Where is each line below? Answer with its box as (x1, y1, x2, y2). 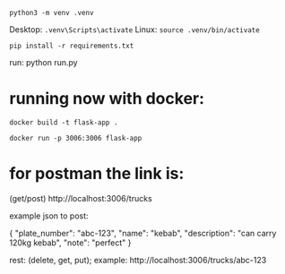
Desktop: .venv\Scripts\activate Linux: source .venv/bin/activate (9, 24, 260, 35)
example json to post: (9, 210, 89, 221)
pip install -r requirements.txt (9, 41, 134, 50)
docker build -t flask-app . (9, 117, 118, 127)
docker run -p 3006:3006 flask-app (9, 133, 142, 142)
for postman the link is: (9, 164, 185, 184)
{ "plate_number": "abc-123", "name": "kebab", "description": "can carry (9, 227, 277, 238)
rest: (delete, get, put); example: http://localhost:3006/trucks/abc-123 (9, 254, 267, 265)
